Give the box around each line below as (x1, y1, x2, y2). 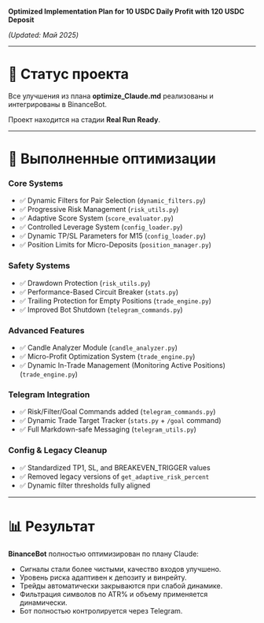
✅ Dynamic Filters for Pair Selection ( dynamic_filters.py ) (19, 196, 206, 206)
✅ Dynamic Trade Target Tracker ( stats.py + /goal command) (19, 416, 222, 425)
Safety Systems (8, 260, 71, 271)
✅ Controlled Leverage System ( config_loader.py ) (19, 222, 183, 232)
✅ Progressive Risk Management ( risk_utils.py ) (19, 205, 179, 214)
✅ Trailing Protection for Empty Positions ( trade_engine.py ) (19, 295, 212, 306)
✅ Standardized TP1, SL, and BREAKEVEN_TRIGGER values (19, 462, 211, 472)
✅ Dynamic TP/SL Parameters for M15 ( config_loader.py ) (19, 232, 207, 241)
